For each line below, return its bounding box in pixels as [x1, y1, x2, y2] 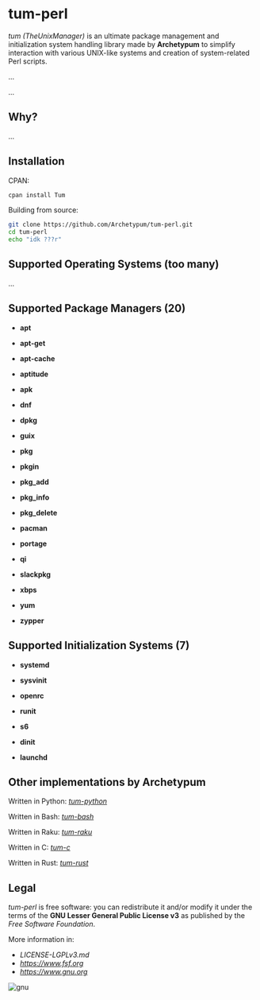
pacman [19, 523, 48, 533]
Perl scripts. [8, 56, 48, 66]
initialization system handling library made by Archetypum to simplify [8, 39, 235, 49]
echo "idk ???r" [8, 235, 62, 243]
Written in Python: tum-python [8, 796, 108, 806]
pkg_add [19, 477, 49, 486]
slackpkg [19, 570, 52, 579]
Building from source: [8, 205, 79, 215]
